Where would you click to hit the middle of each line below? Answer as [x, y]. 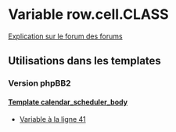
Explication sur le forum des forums [65, 36]
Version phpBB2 [40, 83]
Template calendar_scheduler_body [68, 102]
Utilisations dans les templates [85, 61]
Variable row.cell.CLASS [89, 15]
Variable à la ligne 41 [52, 119]
